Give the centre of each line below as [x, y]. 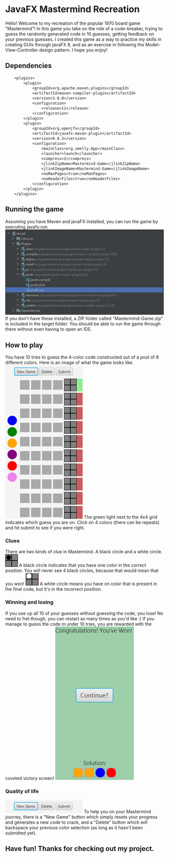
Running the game [34, 209]
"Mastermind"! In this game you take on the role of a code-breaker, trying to [84, 28]
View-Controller [22, 50]
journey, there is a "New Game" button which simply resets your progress [81, 817]
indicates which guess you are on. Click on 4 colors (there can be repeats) [82, 522]
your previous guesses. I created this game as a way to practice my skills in [83, 39]
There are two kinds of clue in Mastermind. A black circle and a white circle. [84, 552]
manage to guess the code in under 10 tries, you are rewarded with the [78, 624]
